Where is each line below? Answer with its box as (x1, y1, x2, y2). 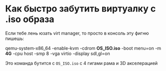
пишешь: (5, 35, 24, 41)
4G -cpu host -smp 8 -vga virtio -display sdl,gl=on (5, 50, 110, 56)
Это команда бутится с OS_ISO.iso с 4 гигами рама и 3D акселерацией (5, 60, 158, 66)
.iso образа (5, 13, 54, 25)
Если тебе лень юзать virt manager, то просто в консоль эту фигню (5, 30, 149, 36)
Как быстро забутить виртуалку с (5, 3, 156, 14)
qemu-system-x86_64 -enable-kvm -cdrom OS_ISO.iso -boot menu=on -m (5, 45, 161, 51)
